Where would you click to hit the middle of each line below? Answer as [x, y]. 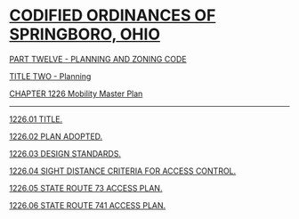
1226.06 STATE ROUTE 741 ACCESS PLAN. [88, 205]
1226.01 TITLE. [36, 119]
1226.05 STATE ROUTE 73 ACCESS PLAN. [86, 188]
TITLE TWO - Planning [50, 76]
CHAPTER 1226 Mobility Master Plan [76, 93]
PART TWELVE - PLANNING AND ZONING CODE [98, 59]
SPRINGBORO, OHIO [85, 34]
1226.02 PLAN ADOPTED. [56, 136]
